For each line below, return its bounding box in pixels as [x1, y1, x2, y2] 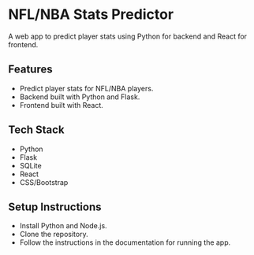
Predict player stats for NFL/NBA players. [19, 83, 154, 93]
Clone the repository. [19, 230, 88, 239]
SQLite [19, 161, 42, 170]
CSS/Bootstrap [19, 177, 69, 187]
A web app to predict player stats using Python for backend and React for [8, 31, 247, 41]
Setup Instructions [8, 200, 102, 213]
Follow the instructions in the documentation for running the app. [19, 238, 231, 247]
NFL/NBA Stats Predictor [8, 6, 174, 24]
